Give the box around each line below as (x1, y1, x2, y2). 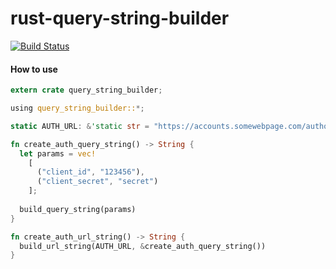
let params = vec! (19, 148, 97, 159)
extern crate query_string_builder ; (10, 85, 163, 96)
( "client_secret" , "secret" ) (36, 177, 159, 187)
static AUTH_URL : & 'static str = (10, 121, 150, 131)
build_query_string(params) (19, 204, 137, 214)
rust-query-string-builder (10, 7, 230, 30)
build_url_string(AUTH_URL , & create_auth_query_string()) (19, 241, 267, 251)
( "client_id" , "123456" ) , (36, 167, 145, 177)
